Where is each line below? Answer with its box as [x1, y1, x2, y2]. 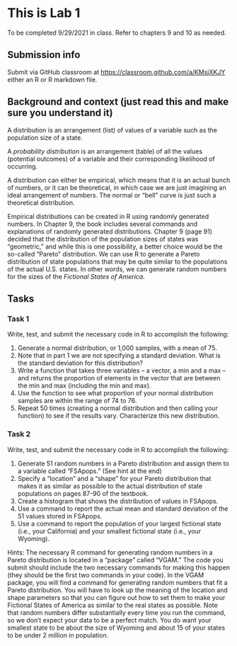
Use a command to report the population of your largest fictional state [17, 519, 221, 528]
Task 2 [7, 429, 31, 439]
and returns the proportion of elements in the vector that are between [17, 374, 221, 382]
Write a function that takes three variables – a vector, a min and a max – [17, 366, 226, 375]
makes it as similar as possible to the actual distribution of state [17, 482, 203, 490]
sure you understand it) [7, 107, 113, 119]
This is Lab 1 [7, 5, 81, 21]
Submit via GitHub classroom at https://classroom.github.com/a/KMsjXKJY [7, 67, 226, 76]
